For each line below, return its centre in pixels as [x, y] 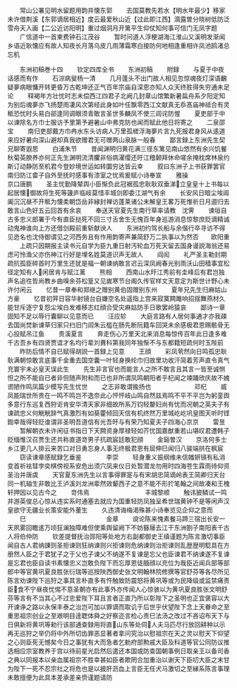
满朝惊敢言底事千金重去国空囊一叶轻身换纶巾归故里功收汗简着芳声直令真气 [121, 360]
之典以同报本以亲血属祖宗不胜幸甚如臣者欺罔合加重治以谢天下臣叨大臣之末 [115, 660]
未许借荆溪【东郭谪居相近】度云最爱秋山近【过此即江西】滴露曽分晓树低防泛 [119, 19]
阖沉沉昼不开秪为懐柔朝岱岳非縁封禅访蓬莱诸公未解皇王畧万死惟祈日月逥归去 [119, 202]
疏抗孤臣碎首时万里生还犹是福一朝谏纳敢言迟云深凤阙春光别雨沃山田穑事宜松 [119, 263]
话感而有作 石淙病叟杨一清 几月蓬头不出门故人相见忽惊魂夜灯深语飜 [117, 78]
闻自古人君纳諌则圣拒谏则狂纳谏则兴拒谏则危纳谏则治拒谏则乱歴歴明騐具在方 [119, 545]
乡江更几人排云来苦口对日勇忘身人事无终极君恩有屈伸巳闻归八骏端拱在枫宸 [115, 448]
